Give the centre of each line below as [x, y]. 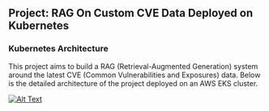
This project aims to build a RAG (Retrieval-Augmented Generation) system [133, 66]
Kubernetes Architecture [58, 49]
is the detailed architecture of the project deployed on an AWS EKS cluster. [133, 83]
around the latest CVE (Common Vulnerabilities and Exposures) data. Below [134, 75]
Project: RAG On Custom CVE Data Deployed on [131, 13]
